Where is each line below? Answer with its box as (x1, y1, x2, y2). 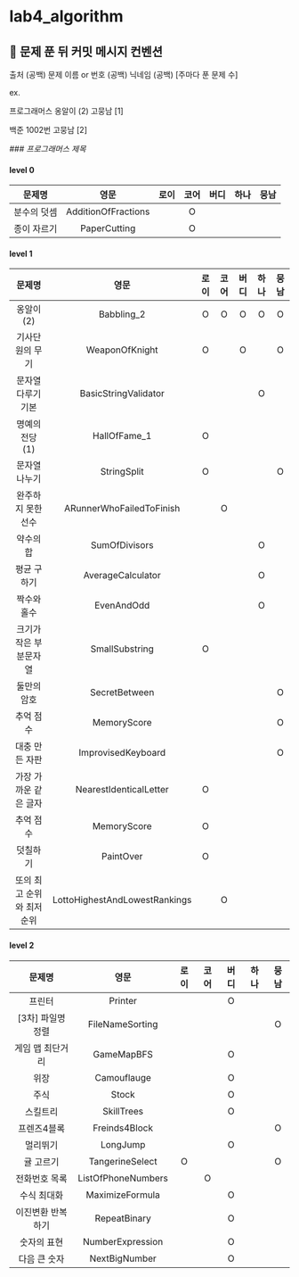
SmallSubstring (90, 643, 154, 655)
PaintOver (101, 850, 143, 863)
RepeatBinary (94, 1212, 151, 1224)
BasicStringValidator (79, 387, 165, 400)
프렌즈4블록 (17, 1122, 65, 1134)
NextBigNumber (89, 1252, 158, 1265)
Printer (109, 994, 138, 1007)
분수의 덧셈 (13, 206, 58, 219)
